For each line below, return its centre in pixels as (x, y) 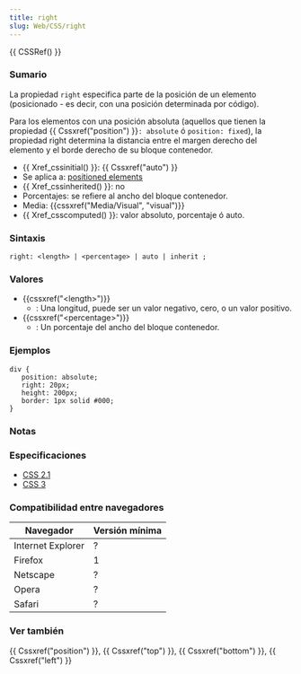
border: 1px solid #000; (68, 400)
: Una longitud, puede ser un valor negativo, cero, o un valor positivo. (164, 308)
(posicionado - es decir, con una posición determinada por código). (134, 103)
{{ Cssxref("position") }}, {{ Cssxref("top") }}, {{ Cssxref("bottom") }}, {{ (143, 651)
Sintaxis (27, 238)
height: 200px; (49, 393)
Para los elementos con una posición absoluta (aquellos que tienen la (138, 121)
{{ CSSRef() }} (35, 51)
